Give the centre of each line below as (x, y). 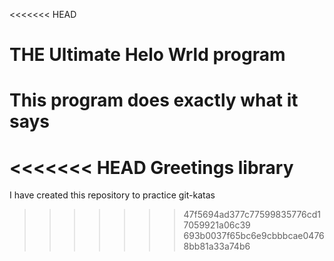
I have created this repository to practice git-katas (112, 195)
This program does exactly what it (154, 100)
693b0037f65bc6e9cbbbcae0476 (254, 236)
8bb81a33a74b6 (217, 246)
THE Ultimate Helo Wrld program (147, 55)
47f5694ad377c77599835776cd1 (252, 215)
